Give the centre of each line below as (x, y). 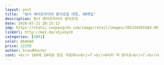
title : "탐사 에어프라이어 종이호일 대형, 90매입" (51, 14)
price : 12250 (18, 46)
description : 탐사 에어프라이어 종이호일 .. (46, 19)
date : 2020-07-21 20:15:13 (32, 23)
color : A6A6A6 (20, 42)
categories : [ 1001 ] (25, 37)
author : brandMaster (26, 50)
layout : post (18, 10)
